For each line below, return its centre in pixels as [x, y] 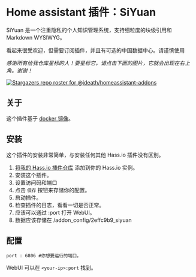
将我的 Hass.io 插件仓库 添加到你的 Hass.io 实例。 [76, 167]
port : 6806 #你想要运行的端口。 [44, 256]
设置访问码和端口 [36, 182]
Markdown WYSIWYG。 [36, 37]
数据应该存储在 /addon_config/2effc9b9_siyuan [73, 220]
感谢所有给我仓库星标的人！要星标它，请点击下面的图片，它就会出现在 [93, 63]
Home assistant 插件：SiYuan [81, 12]
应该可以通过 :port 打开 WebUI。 [55, 212]
